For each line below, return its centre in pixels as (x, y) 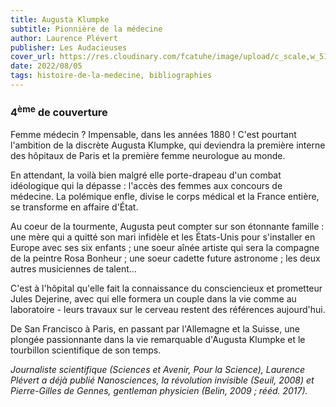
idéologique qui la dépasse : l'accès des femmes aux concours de (146, 185)
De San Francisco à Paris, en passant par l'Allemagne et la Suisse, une (155, 328)
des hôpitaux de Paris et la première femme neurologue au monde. (148, 155)
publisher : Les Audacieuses (69, 47)
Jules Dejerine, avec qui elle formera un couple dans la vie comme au (153, 298)
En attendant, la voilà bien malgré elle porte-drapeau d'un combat (146, 175)
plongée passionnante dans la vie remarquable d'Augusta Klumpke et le (158, 339)
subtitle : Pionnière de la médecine (86, 29)
